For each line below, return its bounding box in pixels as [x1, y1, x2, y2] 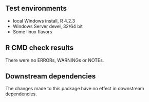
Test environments [5, 4, 67, 13]
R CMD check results [5, 44, 74, 52]
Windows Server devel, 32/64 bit [12, 23, 83, 29]
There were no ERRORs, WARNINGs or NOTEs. [5, 57, 104, 63]
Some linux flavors [12, 28, 52, 35]
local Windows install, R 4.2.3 [12, 17, 76, 24]
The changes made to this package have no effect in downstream [5, 86, 144, 92]
